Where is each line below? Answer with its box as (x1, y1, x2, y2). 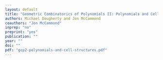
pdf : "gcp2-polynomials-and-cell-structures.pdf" (5, 47, 108, 52)
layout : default (5, 7, 38, 12)
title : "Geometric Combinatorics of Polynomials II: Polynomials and (5, 12, 149, 16)
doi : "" (5, 43, 21, 48)
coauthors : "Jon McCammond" (5, 20, 62, 26)
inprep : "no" (5, 25, 32, 30)
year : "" (5, 39, 23, 44)
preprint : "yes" (5, 30, 38, 34)
